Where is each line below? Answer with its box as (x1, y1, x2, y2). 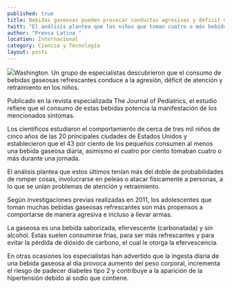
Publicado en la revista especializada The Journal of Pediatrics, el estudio (7, 96, 217, 104)
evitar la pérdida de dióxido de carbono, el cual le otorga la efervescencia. (7, 238, 219, 246)
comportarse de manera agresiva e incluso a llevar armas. (7, 210, 173, 218)
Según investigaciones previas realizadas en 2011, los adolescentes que (7, 195, 212, 204)
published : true (7, 10, 54, 17)
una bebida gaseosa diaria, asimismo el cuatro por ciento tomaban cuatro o (7, 147, 222, 155)
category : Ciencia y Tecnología (7, 42, 100, 49)
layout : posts (7, 49, 48, 56)
